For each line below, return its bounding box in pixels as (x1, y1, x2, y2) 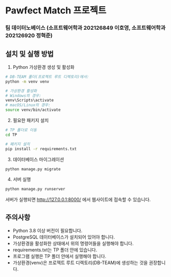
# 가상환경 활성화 (5, 88, 37, 93)
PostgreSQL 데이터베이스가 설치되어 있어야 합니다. (12, 234, 116, 240)
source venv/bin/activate (5, 107, 61, 113)
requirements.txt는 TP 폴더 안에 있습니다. (12, 247, 98, 253)
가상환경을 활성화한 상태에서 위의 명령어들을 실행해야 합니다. (12, 241, 134, 247)
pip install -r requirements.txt (5, 146, 77, 151)
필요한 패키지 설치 (12, 117, 49, 124)
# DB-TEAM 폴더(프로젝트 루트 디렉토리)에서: (5, 74, 89, 80)
